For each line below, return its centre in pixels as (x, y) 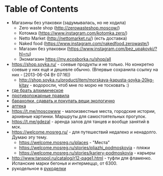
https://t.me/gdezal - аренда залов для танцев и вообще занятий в (80, 122)
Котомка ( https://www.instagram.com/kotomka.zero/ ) (73, 33)
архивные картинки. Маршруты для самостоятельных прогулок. (79, 116)
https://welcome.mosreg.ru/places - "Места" (64, 142)
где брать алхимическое (38, 90)
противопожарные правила (40, 95)
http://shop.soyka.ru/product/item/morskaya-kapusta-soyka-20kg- (86, 80)
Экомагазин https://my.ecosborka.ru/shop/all (65, 59)
